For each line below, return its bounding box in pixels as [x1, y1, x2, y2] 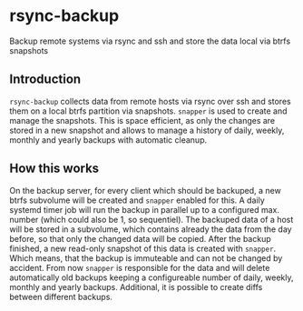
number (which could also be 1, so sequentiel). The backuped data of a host [9, 214, 294, 225]
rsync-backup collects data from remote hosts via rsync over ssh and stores [9, 95, 292, 106]
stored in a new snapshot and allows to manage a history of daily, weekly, [9, 125, 285, 135]
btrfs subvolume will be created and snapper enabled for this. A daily [9, 195, 265, 206]
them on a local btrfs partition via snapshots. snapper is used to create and [9, 105, 288, 116]
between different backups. [9, 291, 113, 302]
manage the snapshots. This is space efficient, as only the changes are [9, 115, 276, 125]
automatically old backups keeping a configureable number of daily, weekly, [9, 272, 294, 283]
